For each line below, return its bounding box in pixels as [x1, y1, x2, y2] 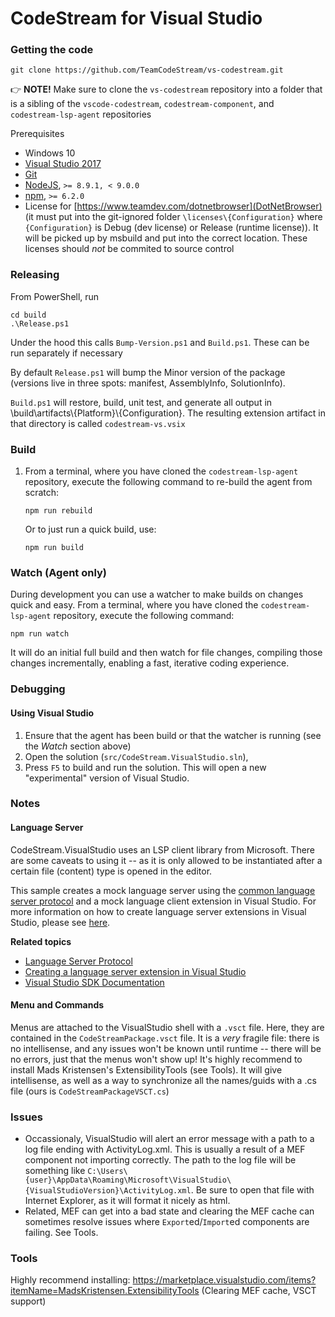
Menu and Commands [10, 999, 105, 1011]
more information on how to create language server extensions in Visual [10, 905, 307, 917]
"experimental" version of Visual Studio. [24, 772, 190, 784]
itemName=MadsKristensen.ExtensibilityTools [10, 1285, 200, 1297]
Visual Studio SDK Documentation [24, 976, 165, 988]
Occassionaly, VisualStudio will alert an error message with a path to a [24, 1133, 315, 1145]
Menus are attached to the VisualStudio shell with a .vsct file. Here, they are [10, 1021, 325, 1033]
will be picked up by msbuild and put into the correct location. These [24, 232, 308, 244]
